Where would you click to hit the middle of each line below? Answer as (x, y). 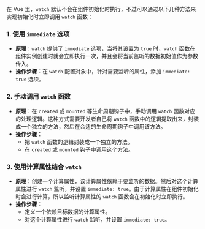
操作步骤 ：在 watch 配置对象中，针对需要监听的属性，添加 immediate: (102, 72)
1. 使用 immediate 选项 (38, 34)
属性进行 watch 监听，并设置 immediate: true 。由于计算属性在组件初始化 (107, 189)
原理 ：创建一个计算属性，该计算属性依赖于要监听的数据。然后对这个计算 (106, 181)
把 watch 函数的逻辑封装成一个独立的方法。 (79, 141)
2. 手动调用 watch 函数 (38, 97)
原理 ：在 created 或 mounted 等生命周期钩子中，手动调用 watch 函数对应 (105, 111)
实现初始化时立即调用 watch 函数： (50, 17)
